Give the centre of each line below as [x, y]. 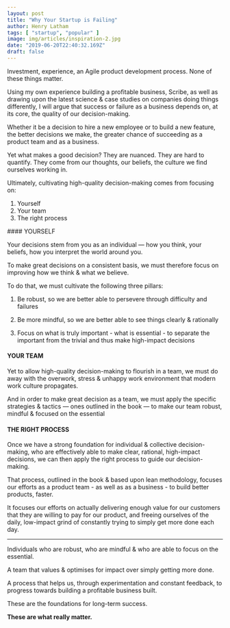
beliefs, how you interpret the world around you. [75, 252]
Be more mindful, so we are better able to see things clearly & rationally [118, 319]
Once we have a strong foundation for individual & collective [92, 445]
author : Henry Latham [38, 26]
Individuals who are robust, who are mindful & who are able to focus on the [113, 549]
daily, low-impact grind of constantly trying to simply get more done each [111, 522]
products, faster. [30, 494]
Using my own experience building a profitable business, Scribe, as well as [113, 92]
